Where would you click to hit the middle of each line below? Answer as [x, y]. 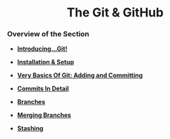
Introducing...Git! [42, 49]
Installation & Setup [45, 62]
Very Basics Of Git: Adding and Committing [80, 75]
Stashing [30, 129]
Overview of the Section [48, 34]
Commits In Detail [43, 89]
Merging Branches [44, 115]
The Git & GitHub [115, 13]
